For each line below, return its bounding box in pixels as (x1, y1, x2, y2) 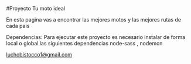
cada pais (6, 23, 30, 29)
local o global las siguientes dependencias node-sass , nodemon (6, 40, 163, 47)
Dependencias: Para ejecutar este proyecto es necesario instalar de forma (6, 34, 186, 40)
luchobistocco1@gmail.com (6, 51, 72, 58)
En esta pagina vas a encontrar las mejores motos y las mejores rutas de (6, 16, 182, 23)
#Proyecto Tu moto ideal (6, 5, 66, 12)
